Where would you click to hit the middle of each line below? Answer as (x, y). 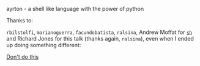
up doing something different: (44, 45)
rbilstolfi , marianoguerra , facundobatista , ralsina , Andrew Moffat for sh (99, 32)
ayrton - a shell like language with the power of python (75, 9)
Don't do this (23, 57)
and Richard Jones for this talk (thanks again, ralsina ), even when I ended (100, 38)
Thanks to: (20, 20)
